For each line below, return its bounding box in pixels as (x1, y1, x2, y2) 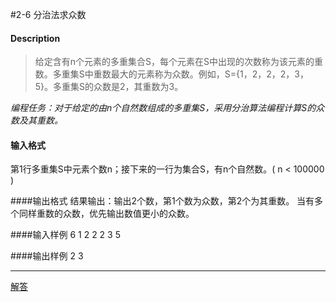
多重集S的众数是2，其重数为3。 (53, 81, 184, 93)
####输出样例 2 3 (10, 250, 84, 262)
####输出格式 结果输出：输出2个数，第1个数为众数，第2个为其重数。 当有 (10, 195, 315, 207)
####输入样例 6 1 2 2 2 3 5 (10, 229, 121, 241)
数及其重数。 (10, 114, 63, 127)
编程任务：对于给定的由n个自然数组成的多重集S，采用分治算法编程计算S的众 (10, 102, 325, 114)
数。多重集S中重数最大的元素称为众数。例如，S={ (34, 68, 240, 80)
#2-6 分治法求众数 (10, 9, 87, 20)
